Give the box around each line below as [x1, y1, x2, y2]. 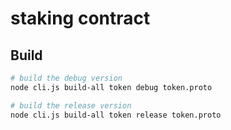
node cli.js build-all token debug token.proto [10, 82, 213, 92]
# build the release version [10, 100, 132, 111]
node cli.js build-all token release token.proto [10, 110, 222, 120]
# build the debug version [10, 73, 123, 83]
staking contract [10, 7, 151, 30]
